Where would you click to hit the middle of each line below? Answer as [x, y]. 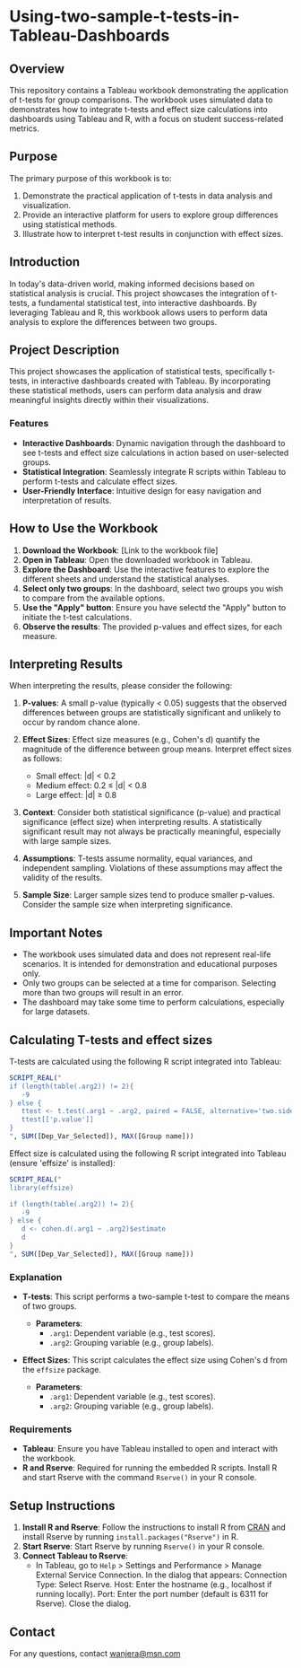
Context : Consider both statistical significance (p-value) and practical [151, 812]
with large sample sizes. [67, 841]
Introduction [45, 262]
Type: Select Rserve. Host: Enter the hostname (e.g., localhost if [154, 1585]
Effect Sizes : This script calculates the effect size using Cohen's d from [155, 1360]
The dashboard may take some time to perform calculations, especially [153, 1002]
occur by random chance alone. [81, 722]
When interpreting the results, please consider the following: [121, 686]
